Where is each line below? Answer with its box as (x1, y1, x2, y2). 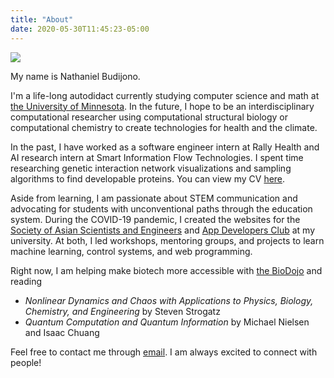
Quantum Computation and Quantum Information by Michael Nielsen (24, 316, 310, 328)
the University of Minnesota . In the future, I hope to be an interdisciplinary (10, 100, 315, 112)
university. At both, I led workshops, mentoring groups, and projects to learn (10, 234, 325, 246)
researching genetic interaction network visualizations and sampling (10, 162, 292, 174)
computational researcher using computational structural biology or (10, 111, 289, 123)
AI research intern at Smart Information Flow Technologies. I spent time (10, 151, 304, 163)
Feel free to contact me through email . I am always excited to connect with (10, 346, 318, 358)
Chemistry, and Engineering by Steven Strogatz (24, 305, 221, 317)
